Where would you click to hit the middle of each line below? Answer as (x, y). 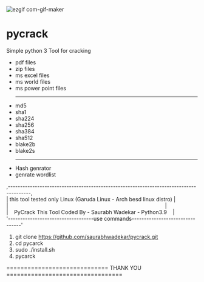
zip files (25, 69)
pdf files (25, 62)
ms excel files (32, 75)
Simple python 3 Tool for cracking (49, 50)
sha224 (25, 118)
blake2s (25, 150)
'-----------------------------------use (55, 218)
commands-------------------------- (150, 218)
